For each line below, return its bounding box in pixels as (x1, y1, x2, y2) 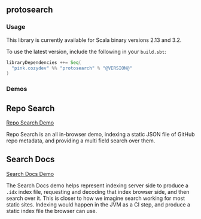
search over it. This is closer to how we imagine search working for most (6, 194, 185, 202)
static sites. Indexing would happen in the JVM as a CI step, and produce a (6, 200, 190, 208)
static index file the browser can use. (6, 207, 98, 214)
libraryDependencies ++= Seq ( (6, 59, 82, 65)
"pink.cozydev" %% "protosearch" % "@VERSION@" (11, 65, 133, 71)
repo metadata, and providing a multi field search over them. (6, 137, 156, 144)
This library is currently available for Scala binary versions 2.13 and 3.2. (6, 36, 182, 44)
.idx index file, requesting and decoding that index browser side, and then (6, 188, 190, 195)
